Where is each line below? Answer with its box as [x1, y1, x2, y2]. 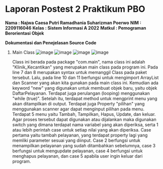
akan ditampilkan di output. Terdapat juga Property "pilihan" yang [12, 101, 145, 106]
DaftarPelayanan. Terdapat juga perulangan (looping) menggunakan [12, 90, 150, 96]
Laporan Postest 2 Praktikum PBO [5, 3, 146, 15]
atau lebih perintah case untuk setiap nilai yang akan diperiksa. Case [12, 127, 151, 133]
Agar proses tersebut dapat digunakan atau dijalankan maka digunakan [12, 116, 157, 122]
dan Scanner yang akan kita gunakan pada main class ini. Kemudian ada [12, 80, 159, 86]
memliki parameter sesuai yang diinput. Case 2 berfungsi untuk [12, 137, 141, 143]
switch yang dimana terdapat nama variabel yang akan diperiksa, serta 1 [12, 122, 159, 128]
